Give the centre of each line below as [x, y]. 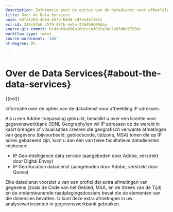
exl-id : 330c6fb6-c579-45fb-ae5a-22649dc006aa [56, 24]
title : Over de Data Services [38, 15]
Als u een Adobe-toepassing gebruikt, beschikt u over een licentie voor [81, 118]
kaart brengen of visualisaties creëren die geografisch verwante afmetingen [86, 129]
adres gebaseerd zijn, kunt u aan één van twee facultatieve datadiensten [82, 140]
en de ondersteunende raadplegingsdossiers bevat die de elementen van [83, 192]
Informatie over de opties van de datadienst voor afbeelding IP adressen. [83, 108]
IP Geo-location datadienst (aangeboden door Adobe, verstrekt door [85, 166]
